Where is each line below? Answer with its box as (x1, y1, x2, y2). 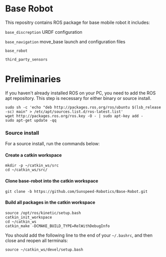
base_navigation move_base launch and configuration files (5, 38, 126, 45)
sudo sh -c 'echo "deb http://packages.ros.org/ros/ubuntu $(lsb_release (5, 105, 162, 110)
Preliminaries (5, 74, 61, 85)
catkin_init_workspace (5, 215, 52, 220)
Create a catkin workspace (5, 152, 62, 158)
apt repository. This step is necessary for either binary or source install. (5, 95, 152, 101)
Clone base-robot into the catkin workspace (5, 177, 98, 184)
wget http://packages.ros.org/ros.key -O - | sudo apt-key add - (5, 113, 143, 118)
